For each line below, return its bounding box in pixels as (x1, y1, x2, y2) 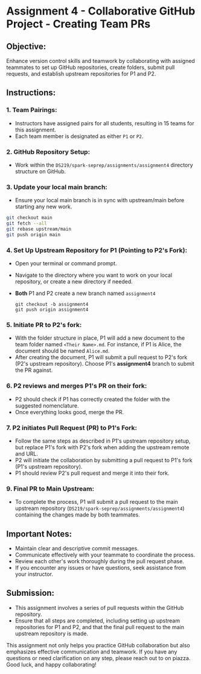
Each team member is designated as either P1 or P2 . (14, 132, 144, 140)
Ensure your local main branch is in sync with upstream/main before (14, 197, 185, 204)
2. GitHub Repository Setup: (6, 147, 91, 156)
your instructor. (14, 570, 53, 578)
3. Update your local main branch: (6, 183, 107, 191)
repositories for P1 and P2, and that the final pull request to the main (14, 623, 184, 630)
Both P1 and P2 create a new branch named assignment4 (14, 289, 156, 297)
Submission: (6, 588, 55, 598)
